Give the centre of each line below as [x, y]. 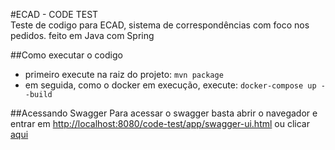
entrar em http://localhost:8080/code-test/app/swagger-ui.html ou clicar [160, 123]
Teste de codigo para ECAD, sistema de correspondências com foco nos [160, 25]
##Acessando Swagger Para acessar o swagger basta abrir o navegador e [164, 113]
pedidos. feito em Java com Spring [82, 35]
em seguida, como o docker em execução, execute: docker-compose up [170, 85]
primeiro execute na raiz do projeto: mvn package [124, 74]
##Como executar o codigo [66, 55]
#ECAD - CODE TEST [54, 14]
